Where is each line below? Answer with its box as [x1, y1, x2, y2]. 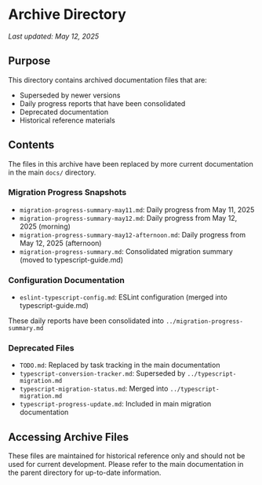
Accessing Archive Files [8, 430, 129, 443]
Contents [8, 138, 55, 152]
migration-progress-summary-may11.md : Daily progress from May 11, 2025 [19, 204, 255, 214]
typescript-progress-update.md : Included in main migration [19, 399, 212, 409]
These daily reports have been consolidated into [8, 316, 165, 325]
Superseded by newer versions [19, 90, 121, 100]
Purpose [8, 54, 51, 68]
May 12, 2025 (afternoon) [19, 238, 102, 248]
